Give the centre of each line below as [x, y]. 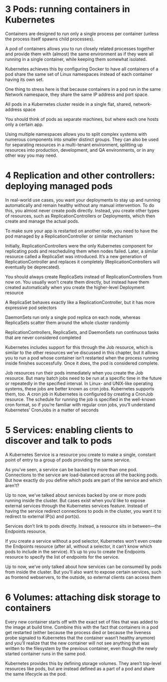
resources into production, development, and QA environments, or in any [80, 150]
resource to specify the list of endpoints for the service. [62, 557]
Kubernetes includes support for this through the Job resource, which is [79, 347]
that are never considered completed [43, 338]
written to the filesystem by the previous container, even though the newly [82, 648]
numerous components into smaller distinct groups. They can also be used [82, 139]
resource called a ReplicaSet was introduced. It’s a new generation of [76, 256]
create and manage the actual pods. [42, 221]
